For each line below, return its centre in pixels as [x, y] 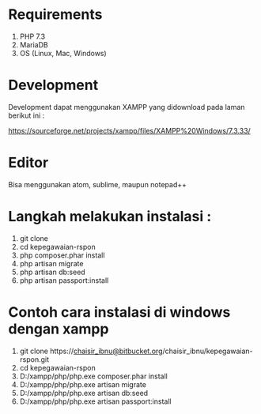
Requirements [55, 15]
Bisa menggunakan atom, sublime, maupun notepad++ [98, 184]
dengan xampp [59, 329]
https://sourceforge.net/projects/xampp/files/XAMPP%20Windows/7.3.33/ [129, 130]
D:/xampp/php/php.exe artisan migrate [83, 384]
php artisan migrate [51, 263]
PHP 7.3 [32, 36]
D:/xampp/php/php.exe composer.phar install [94, 376]
